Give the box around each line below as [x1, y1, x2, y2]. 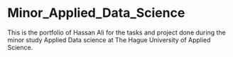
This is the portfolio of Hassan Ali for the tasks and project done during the [7, 28, 226, 37]
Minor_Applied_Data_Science [7, 5, 185, 21]
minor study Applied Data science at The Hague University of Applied [7, 35, 211, 44]
